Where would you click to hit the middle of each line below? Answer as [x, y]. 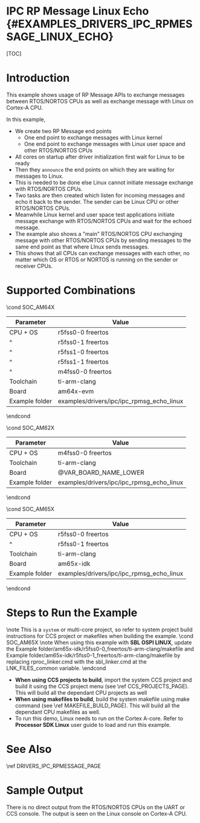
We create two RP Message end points [63, 131]
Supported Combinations [71, 291]
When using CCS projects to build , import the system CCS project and [103, 680]
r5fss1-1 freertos [83, 362]
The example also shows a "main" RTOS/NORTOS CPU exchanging [98, 233]
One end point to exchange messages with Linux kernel [93, 137]
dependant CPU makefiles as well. [58, 712]
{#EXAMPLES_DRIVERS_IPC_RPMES [99, 24]
